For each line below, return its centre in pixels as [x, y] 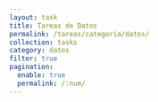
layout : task [33, 17]
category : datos [39, 51]
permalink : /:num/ [52, 83]
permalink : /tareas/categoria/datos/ [79, 34]
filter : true [33, 59]
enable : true [42, 75]
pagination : [31, 67]
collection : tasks [43, 42]
